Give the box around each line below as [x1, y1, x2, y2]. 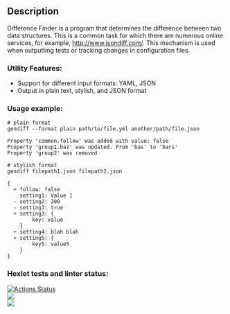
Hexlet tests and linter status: [7, 269, 109, 279]
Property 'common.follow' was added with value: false [7, 138, 169, 145]
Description [7, 6, 59, 17]
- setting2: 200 [13, 198, 60, 205]
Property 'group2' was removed [7, 150, 98, 157]
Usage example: [7, 104, 63, 114]
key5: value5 [32, 241, 70, 248]
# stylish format [7, 162, 57, 169]
